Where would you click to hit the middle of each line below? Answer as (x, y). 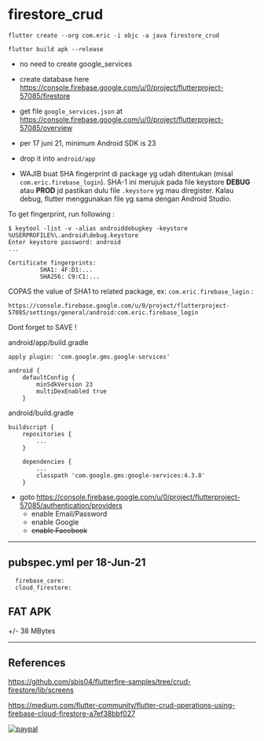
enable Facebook (59, 530)
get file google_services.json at (71, 111)
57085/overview (46, 128)
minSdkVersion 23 (64, 384)
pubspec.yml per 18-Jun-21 (77, 563)
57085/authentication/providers (71, 505)
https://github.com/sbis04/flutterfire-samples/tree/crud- (99, 682)
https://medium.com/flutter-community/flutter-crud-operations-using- (122, 706)
